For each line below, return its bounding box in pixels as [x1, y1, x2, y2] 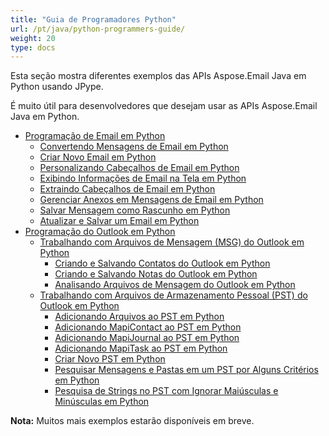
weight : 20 [10, 33, 56, 43]
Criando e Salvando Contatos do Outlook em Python [54, 257, 271, 270]
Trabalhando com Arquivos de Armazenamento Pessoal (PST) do [39, 289, 308, 301]
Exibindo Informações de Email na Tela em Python [39, 172, 247, 185]
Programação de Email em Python [24, 130, 166, 142]
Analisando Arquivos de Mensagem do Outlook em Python [54, 279, 296, 291]
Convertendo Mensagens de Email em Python [39, 141, 229, 153]
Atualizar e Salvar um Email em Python [39, 215, 200, 227]
